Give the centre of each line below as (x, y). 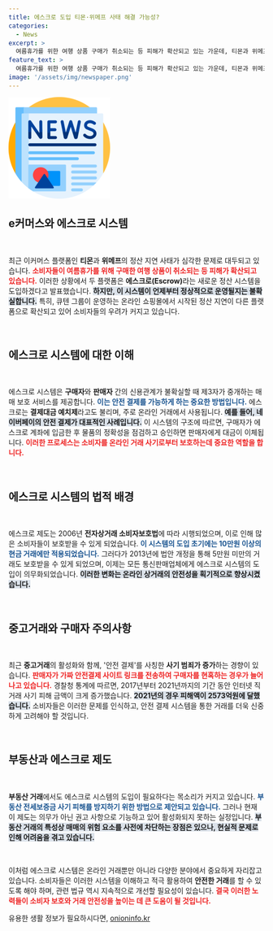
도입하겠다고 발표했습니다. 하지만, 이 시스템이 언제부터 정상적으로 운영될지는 (128, 291)
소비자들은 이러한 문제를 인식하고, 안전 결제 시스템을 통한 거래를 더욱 (141, 706)
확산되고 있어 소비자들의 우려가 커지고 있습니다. (105, 311)
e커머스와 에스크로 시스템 (68, 224)
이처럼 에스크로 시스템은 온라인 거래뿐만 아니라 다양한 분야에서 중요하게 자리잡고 (135, 870)
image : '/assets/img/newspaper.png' (70, 77)
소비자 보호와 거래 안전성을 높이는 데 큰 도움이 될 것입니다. (120, 901)
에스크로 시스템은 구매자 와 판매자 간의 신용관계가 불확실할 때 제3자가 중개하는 (131, 392)
